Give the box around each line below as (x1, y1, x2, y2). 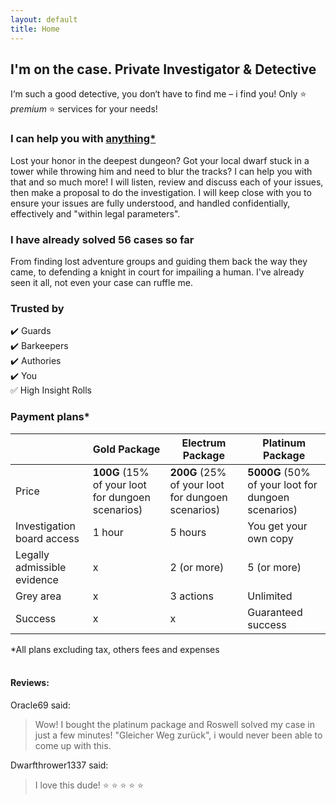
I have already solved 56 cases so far (10, 232, 195, 246)
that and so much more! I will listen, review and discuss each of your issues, (10, 176, 324, 188)
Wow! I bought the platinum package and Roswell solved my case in (34, 718, 315, 730)
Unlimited (247, 589, 293, 603)
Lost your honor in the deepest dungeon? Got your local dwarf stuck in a (10, 154, 310, 166)
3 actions (169, 589, 214, 603)
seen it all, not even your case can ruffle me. (10, 276, 193, 288)
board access (15, 531, 80, 545)
